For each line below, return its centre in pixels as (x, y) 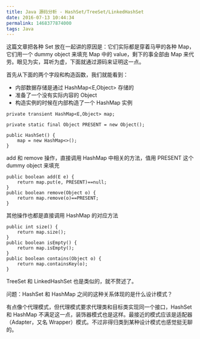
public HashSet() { (31, 136)
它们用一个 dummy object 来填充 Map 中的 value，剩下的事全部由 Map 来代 (100, 54)
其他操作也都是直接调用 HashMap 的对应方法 (62, 216)
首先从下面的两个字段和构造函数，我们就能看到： (67, 75)
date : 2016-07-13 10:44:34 (40, 18)
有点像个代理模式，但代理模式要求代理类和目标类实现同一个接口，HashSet (99, 307)
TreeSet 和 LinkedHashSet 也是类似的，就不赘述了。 (72, 281)
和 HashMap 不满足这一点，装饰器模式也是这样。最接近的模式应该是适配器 (99, 315)
